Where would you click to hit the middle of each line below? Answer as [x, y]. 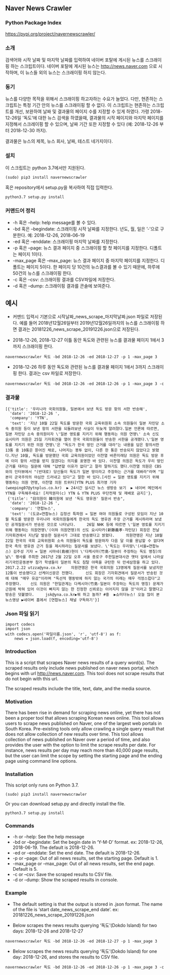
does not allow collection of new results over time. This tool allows [74, 734]
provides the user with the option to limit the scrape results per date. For [80, 745]
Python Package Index [33, 23]
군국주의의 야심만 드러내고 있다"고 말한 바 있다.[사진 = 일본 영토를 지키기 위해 [87, 477]
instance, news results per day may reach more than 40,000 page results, [82, 750]
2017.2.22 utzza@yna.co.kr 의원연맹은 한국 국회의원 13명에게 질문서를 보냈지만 [84, 568]
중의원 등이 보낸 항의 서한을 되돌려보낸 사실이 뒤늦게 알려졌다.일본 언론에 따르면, [85, 428]
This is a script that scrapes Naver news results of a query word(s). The [80, 662]
